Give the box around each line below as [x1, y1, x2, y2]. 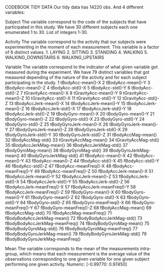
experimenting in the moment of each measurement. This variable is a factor [5, 44, 160, 50]
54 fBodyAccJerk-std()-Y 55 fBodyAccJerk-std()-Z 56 [20, 179, 130, 185]
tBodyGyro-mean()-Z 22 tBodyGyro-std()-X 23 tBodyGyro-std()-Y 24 [5, 116, 145, 122]
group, [5, 251, 19, 257]
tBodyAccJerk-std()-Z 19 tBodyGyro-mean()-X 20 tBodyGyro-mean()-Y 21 [5, 111, 155, 117]
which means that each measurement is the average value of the [19, 251, 150, 257]
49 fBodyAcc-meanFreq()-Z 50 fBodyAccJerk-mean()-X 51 [34, 168, 153, 174]
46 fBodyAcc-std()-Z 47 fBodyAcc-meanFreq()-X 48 [5, 163, 112, 169]
